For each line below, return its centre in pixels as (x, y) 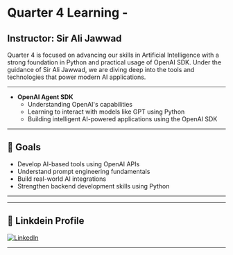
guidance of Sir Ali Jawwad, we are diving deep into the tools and (101, 70)
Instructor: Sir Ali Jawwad (64, 38)
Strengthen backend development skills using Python (93, 186)
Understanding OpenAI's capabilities (80, 104)
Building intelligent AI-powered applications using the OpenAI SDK (122, 119)
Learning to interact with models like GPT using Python (106, 112)
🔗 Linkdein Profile (46, 221)
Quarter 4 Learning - (68, 13)
